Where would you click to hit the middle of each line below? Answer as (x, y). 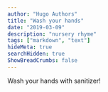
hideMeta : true (30, 47)
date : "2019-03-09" (36, 27)
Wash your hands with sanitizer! (54, 81)
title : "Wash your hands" (45, 21)
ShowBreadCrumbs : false (43, 61)
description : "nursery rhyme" (52, 34)
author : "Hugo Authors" (43, 14)
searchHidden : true (36, 54)
